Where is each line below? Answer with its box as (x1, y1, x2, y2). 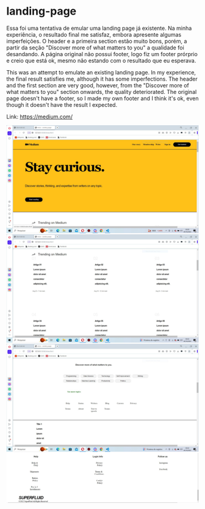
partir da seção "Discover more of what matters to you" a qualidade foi (6, 44, 184, 51)
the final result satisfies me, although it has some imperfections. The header (6, 75, 198, 82)
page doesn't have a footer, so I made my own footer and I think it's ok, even (6, 95, 199, 102)
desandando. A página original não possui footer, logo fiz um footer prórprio (6, 50, 198, 57)
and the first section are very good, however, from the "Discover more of (6, 81, 189, 89)
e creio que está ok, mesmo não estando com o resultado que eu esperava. (6, 57, 196, 64)
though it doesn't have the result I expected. (6, 101, 118, 108)
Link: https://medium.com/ (6, 113, 73, 120)
